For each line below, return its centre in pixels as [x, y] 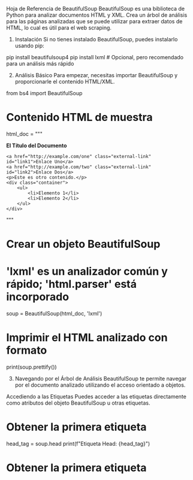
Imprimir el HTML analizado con [87, 338]
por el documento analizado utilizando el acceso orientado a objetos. [100, 385]
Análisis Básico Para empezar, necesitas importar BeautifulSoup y [96, 75]
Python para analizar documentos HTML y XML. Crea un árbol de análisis [97, 15]
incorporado [38, 297]
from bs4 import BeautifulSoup [44, 93]
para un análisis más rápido [40, 63]
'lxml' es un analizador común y [87, 271]
